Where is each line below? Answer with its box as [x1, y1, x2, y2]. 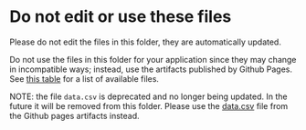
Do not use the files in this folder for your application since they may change [9, 54, 297, 65]
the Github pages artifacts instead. [9, 110, 140, 121]
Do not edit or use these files [9, 6, 232, 27]
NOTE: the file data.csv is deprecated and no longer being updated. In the [9, 91, 288, 102]
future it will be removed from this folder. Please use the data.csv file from [9, 100, 289, 111]
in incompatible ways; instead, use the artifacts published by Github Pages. [9, 64, 292, 75]
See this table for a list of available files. [9, 73, 160, 84]
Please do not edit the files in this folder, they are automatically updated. [9, 36, 281, 47]
